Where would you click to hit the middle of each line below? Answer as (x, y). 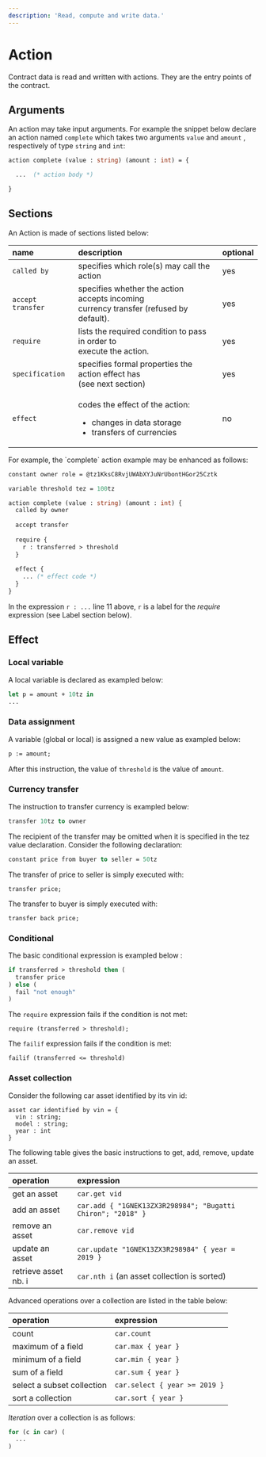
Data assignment (42, 722)
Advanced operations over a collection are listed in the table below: (118, 1300)
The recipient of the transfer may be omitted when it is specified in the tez (129, 836)
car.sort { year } (149, 1398)
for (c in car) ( (37, 1432)
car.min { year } (147, 1359)
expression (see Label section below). (70, 614)
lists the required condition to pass (142, 331)
